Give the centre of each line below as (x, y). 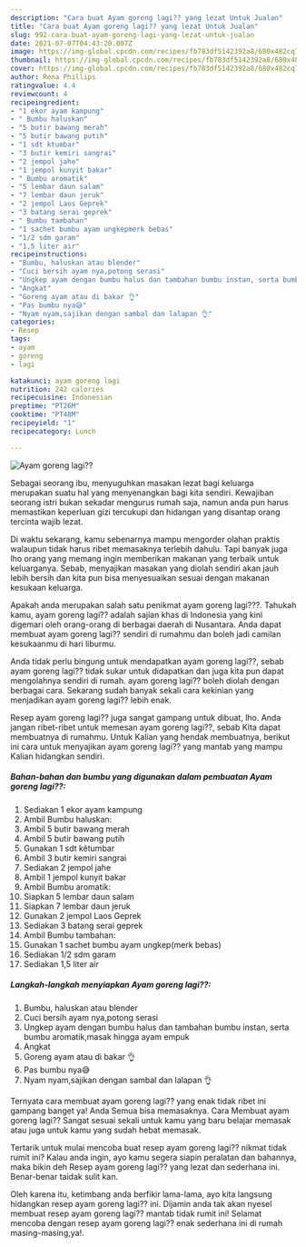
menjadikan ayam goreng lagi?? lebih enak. (91, 700)
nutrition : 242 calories (57, 389)
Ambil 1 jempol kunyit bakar (74, 877)
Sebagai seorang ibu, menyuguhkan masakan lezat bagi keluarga (132, 483)
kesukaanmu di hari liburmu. (63, 643)
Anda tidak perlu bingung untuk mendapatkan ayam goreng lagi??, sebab (147, 661)
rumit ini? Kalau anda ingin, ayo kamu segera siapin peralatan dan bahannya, (153, 1157)
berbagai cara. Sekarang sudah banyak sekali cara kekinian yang (132, 690)
